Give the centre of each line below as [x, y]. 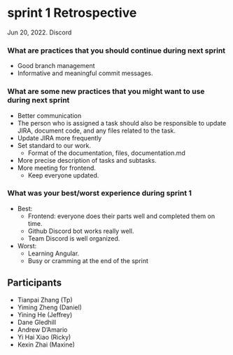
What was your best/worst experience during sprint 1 [100, 193]
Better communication [49, 115]
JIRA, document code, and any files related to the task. [97, 130]
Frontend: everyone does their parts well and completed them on [121, 216]
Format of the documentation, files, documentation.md [106, 153]
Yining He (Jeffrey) [45, 314]
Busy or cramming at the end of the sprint [88, 260]
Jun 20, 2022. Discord [40, 32]
